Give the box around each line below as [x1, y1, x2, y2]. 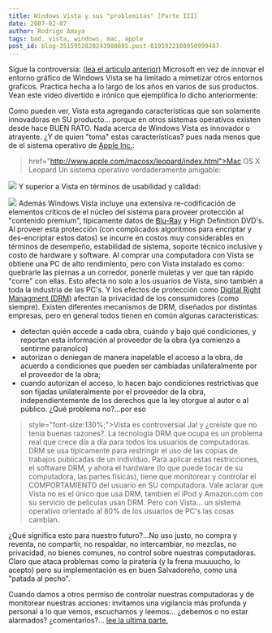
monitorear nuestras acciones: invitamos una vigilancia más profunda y [8, 598, 248, 608]
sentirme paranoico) [19, 344, 89, 353]
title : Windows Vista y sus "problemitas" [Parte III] [8, 11, 198, 20]
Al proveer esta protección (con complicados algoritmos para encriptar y [8, 224, 252, 234]
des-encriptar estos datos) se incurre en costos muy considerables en [8, 233, 244, 243]
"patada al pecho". [8, 574, 71, 583]
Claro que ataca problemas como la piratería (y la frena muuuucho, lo [8, 557, 241, 566]
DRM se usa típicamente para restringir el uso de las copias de [28, 446, 238, 456]
